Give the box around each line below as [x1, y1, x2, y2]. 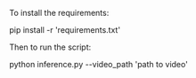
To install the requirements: [9, 8, 110, 18]
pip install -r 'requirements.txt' [9, 25, 121, 35]
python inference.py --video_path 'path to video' [9, 59, 189, 69]
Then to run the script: [9, 42, 92, 52]
